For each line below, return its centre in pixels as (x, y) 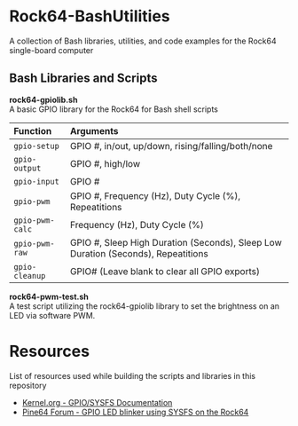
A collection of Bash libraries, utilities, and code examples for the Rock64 (143, 41)
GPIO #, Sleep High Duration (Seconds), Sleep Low (176, 242)
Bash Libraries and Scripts (83, 79)
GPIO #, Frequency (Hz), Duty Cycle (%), (155, 195)
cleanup (30, 276)
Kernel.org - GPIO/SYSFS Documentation (97, 402)
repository (28, 385)
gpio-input (36, 181)
